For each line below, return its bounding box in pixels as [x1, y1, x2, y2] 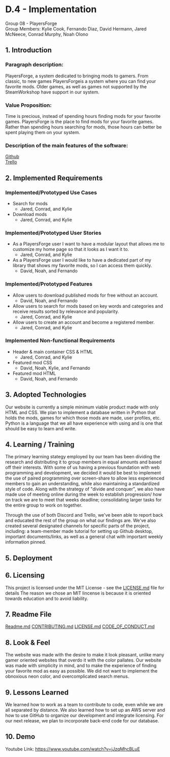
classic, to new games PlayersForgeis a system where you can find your [5, 78, 156, 84]
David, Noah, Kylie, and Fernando [20, 365, 90, 371]
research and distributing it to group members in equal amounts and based [5, 459, 162, 465]
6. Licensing [5, 571, 45, 580]
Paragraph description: [5, 61, 63, 68]
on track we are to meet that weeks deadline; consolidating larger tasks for [5, 497, 162, 503]
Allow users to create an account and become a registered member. [12, 319, 155, 325]
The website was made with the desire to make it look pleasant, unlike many [5, 652, 164, 658]
